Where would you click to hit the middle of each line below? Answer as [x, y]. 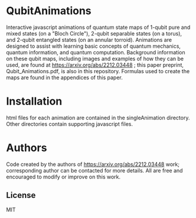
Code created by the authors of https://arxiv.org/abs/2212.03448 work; [93, 164]
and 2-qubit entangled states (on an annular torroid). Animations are [89, 40]
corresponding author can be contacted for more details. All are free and [94, 170]
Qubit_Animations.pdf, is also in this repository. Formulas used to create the [98, 71]
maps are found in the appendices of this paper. [64, 77]
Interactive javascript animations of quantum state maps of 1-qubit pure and [98, 27]
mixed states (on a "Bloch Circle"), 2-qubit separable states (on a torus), [94, 33]
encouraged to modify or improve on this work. [63, 177]
